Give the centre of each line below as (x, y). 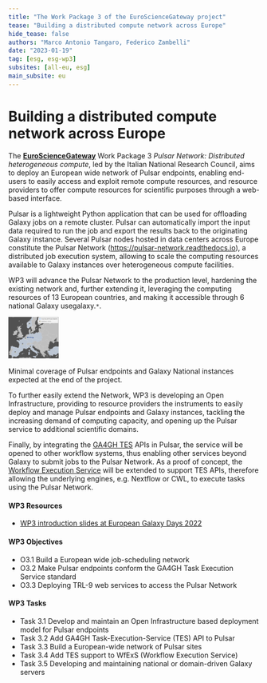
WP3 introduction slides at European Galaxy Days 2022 (111, 523)
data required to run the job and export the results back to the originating (128, 230)
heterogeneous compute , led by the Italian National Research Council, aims (132, 164)
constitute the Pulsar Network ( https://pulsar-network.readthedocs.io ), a (127, 247)
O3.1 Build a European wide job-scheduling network (104, 559)
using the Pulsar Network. (51, 487)
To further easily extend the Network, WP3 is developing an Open (116, 395)
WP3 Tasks (27, 603)
